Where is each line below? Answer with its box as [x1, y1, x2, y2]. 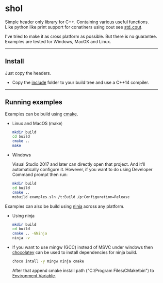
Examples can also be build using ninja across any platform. [5, 203, 125, 209]
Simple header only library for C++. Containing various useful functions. [5, 19, 149, 25]
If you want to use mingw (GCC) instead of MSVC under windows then [12, 244, 153, 250]
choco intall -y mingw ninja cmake [12, 259, 84, 264]
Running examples [5, 98, 63, 107]
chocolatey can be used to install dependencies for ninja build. [12, 250, 137, 255]
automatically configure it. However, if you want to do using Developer [12, 167, 153, 173]
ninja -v [12, 236, 30, 240]
